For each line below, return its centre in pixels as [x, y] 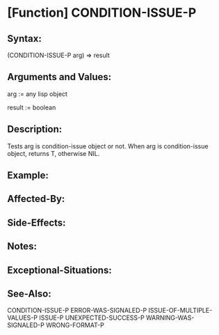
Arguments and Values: [59, 77]
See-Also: [29, 294]
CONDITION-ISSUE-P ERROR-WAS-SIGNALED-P [77, 311]
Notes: [22, 246]
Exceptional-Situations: [60, 270]
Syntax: [24, 39]
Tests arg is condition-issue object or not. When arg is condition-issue [108, 146]
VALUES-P [23, 318]
